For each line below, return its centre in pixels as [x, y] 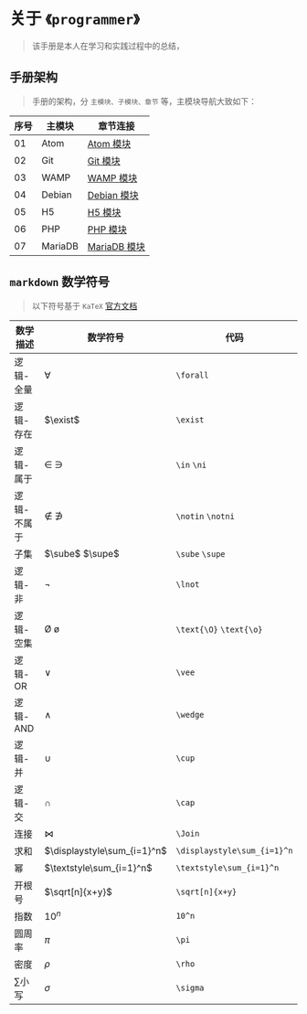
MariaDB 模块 [116, 246]
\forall [192, 375]
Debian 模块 [113, 195]
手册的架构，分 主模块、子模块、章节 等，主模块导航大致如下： [144, 101]
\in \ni [191, 464]
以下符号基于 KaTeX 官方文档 [85, 305]
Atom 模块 [109, 144]
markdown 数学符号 [59, 282]
